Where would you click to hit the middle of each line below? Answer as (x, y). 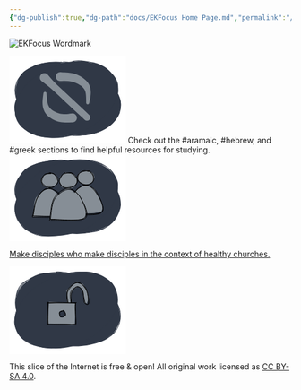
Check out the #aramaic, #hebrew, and (199, 140)
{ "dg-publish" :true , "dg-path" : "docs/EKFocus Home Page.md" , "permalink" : (148, 17)
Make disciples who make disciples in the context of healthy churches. (140, 254)
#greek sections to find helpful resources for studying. (110, 150)
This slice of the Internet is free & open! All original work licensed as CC (142, 367)
